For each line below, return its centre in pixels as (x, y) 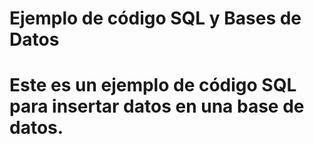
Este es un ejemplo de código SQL (153, 85)
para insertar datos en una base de (157, 106)
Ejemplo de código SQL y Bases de (155, 18)
